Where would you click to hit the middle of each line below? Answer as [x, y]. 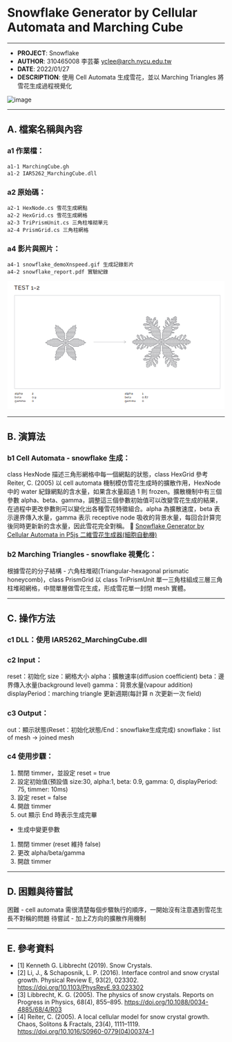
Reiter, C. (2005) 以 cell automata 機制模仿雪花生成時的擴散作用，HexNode [114, 483]
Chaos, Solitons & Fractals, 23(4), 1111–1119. [78, 1024]
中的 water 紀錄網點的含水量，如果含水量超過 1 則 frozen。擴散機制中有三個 [115, 492]
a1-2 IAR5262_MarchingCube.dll [52, 173]
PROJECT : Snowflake [48, 52]
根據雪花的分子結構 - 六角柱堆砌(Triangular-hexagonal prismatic [98, 570]
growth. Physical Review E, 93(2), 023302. [78, 980]
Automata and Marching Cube [95, 27]
